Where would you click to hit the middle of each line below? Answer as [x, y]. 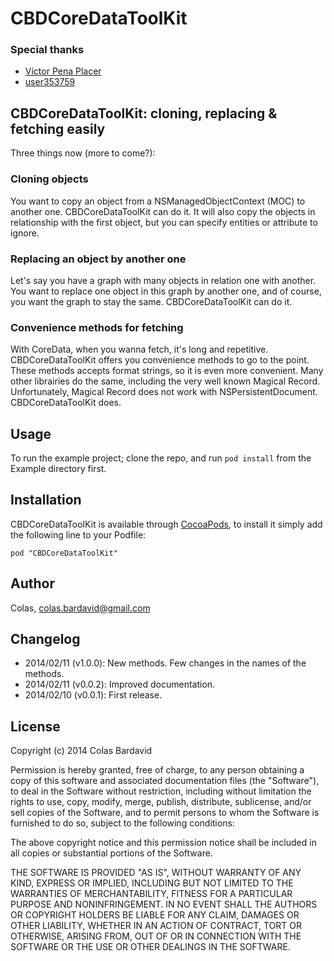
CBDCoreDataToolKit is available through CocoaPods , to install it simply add [166, 524]
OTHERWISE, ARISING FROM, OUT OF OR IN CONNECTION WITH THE [156, 936]
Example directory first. [58, 468]
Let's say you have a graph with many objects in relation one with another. [163, 280]
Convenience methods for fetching [97, 327]
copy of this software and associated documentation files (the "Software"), [165, 781]
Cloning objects [49, 179]
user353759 [50, 82]
